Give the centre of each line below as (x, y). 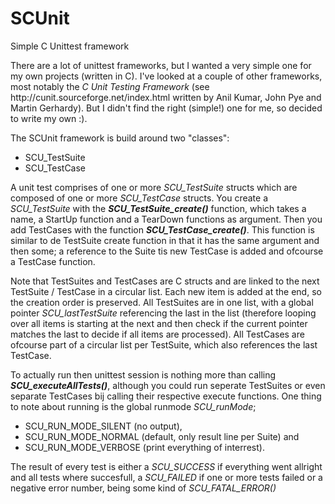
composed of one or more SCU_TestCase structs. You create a (139, 198)
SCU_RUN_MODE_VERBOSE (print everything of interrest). (144, 447)
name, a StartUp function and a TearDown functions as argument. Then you (166, 219)
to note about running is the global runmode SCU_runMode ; (133, 406)
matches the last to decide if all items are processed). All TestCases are (157, 334)
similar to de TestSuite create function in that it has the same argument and (165, 240)
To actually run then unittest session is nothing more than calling (143, 374)
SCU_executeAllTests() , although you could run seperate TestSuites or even (168, 385)
